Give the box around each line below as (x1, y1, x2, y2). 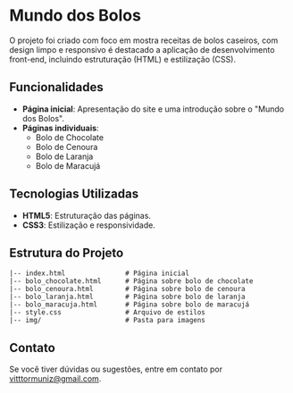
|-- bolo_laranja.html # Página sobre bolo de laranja (9, 292, 246, 302)
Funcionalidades (9, 79, 105, 95)
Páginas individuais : (21, 122, 100, 133)
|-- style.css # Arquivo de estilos (9, 308, 205, 317)
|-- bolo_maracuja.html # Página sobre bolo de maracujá (9, 300, 250, 309)
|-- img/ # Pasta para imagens (9, 316, 205, 325)
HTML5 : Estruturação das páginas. (21, 210, 152, 221)
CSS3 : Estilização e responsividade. (21, 220, 156, 230)
